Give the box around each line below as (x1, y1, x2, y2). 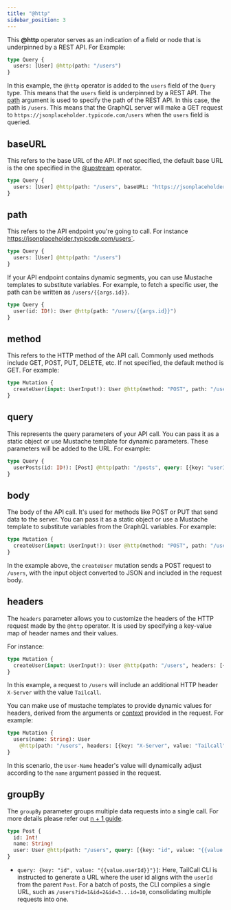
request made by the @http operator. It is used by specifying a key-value (7, 622, 212, 630)
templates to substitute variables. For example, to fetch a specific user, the (7, 281, 219, 288)
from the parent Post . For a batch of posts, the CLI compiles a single (16, 880, 211, 889)
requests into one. (16, 895, 69, 904)
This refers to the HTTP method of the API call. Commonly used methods (7, 351, 214, 359)
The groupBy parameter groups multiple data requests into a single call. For (7, 807, 219, 815)
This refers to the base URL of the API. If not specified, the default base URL (7, 156, 223, 164)
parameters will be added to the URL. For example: (7, 444, 151, 453)
